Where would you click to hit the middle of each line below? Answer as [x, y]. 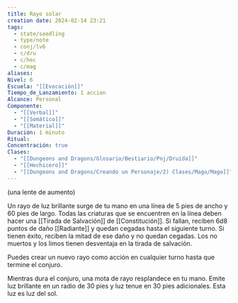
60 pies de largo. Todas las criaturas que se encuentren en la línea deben [114, 213]
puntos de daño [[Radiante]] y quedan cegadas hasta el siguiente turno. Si [116, 228]
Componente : [25, 106]
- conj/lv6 [30, 47]
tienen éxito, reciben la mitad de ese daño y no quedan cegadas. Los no [112, 236]
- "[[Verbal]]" [36, 113]
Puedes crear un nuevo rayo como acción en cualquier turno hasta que [111, 257]
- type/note [32, 40]
